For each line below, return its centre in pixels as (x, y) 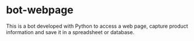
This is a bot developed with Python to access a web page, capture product (97, 26)
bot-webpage (40, 10)
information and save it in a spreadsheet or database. (70, 32)
